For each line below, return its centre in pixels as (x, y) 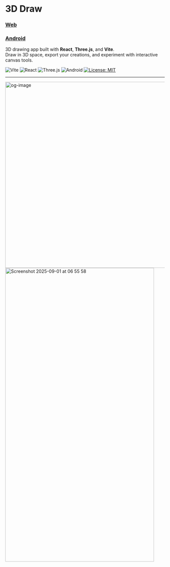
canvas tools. (19, 60)
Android (15, 39)
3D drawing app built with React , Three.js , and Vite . (60, 49)
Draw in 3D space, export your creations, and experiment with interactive (81, 55)
